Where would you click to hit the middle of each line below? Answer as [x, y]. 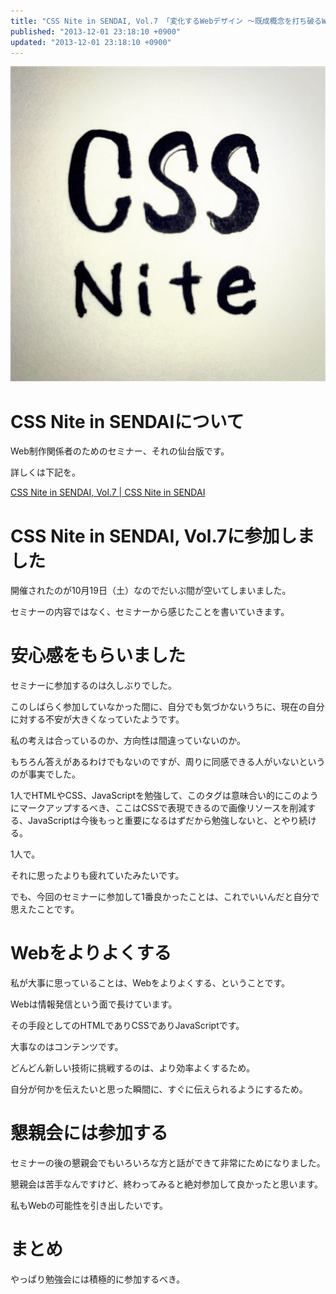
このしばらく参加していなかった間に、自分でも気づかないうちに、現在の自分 [167, 707]
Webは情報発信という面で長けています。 [94, 1004]
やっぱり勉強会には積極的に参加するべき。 [98, 1279]
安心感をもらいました [98, 656]
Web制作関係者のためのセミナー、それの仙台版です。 [120, 451]
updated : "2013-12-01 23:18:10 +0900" [91, 42]
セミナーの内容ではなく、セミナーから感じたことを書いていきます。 [150, 612]
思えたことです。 [45, 909]
